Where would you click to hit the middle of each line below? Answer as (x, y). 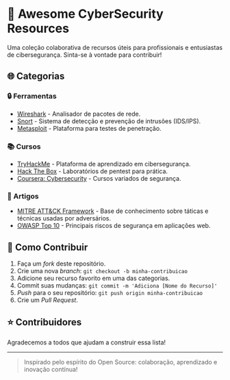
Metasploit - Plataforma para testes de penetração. (89, 128)
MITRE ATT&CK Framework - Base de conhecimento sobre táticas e (113, 211)
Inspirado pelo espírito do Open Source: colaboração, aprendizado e (120, 362)
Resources (38, 28)
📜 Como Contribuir (48, 247)
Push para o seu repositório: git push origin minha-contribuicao (110, 293)
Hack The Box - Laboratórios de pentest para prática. (92, 171)
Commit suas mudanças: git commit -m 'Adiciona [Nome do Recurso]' (117, 286)
